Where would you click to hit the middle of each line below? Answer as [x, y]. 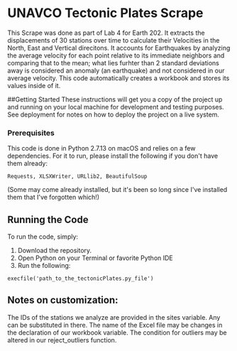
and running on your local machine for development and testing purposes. [116, 107]
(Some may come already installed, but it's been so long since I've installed [117, 190]
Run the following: [44, 266]
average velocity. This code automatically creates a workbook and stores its [118, 78]
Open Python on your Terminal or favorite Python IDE [95, 258]
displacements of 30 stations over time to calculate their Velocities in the [114, 40]
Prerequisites [31, 133]
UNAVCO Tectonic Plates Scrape [105, 13]
